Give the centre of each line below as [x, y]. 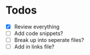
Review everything [37, 27]
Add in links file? [34, 47]
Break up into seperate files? [49, 40]
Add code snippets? [38, 33]
